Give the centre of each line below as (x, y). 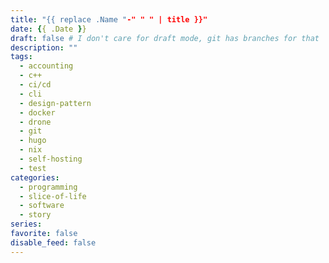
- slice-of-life (53, 196)
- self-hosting (51, 159)
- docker (37, 112)
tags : (21, 57)
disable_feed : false (53, 242)
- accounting (46, 66)
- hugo (33, 141)
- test (33, 168)
